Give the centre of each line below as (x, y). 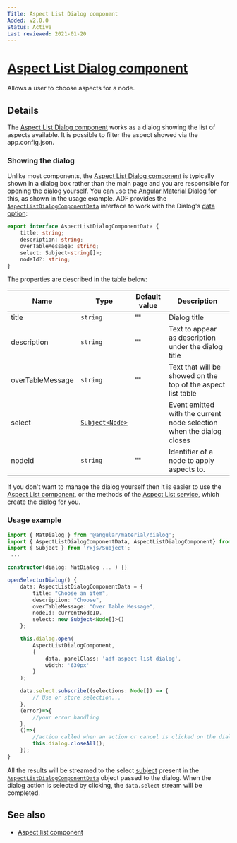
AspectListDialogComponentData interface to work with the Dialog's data (111, 206)
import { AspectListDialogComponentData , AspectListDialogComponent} (112, 541)
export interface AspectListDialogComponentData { (83, 227)
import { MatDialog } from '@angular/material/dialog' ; (91, 535)
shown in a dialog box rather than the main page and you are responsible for (118, 184)
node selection (193, 423)
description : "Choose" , (67, 600)
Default (148, 297)
